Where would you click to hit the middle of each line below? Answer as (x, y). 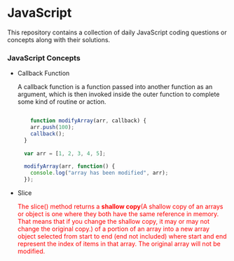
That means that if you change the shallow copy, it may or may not (113, 221)
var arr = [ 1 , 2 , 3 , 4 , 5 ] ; (65, 153)
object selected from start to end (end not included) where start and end (122, 236)
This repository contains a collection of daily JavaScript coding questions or (117, 32)
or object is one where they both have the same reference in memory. (118, 214)
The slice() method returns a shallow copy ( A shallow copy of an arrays (120, 206)
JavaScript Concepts (44, 58)
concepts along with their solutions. (59, 39)
